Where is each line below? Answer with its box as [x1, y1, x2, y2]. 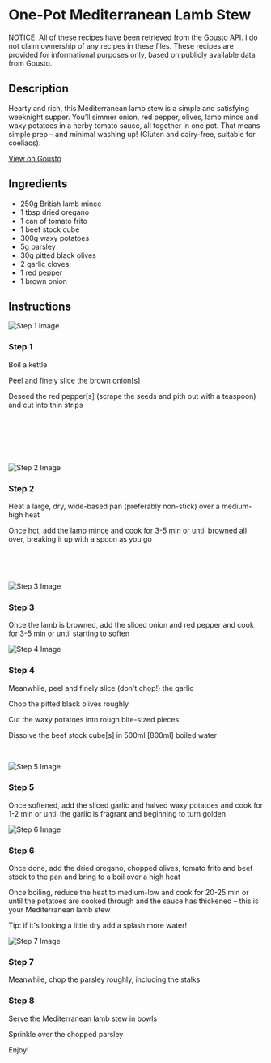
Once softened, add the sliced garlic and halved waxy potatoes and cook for [8, 800, 264, 810]
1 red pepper [19, 268, 63, 277]
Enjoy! [8, 1044, 30, 1055]
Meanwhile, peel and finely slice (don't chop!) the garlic [8, 683, 194, 692]
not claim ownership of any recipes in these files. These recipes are [8, 41, 235, 50]
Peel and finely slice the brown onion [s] [8, 375, 141, 385]
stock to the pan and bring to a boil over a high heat [8, 872, 180, 881]
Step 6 [8, 845, 35, 856]
